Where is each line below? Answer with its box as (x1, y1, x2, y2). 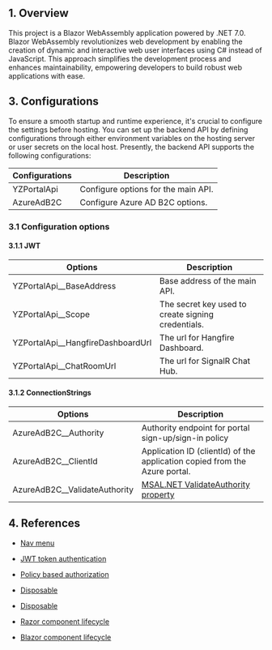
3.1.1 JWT (8, 241, 41, 250)
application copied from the (141, 455, 247, 467)
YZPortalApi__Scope (12, 308, 91, 319)
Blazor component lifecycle (19, 632, 112, 642)
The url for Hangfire (159, 331, 235, 343)
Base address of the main (159, 275, 257, 286)
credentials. (159, 319, 205, 330)
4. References (8, 516, 81, 530)
